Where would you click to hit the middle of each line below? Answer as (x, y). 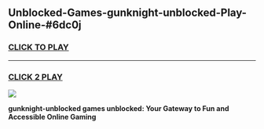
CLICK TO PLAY (38, 48)
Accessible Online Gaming (52, 116)
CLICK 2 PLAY (35, 77)
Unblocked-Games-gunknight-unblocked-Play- (128, 13)
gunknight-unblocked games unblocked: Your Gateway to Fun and (119, 108)
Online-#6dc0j (45, 25)
